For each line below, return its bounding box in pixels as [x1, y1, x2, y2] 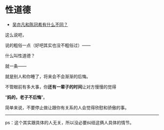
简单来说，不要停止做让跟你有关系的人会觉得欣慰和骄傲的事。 [5, 105, 129, 110]
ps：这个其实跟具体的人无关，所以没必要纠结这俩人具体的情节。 [5, 119, 134, 125]
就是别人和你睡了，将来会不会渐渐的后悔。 [5, 73, 91, 79]
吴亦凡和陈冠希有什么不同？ [12, 22, 68, 27]
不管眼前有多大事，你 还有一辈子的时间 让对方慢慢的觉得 [5, 84, 116, 89]
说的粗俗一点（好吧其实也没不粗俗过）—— [5, 42, 91, 48]
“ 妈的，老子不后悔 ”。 [5, 94, 48, 100]
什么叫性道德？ [5, 52, 35, 59]
